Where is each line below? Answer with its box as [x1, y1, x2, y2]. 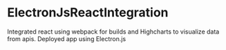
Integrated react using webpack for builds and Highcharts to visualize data [7, 27, 220, 36]
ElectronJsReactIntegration [7, 5, 169, 21]
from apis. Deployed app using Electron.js [7, 34, 126, 42]
